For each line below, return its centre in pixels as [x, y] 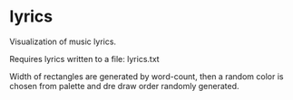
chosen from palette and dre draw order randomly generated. [124, 86]
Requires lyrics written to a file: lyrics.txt [85, 59]
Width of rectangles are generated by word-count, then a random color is [146, 76]
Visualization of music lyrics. [63, 41]
